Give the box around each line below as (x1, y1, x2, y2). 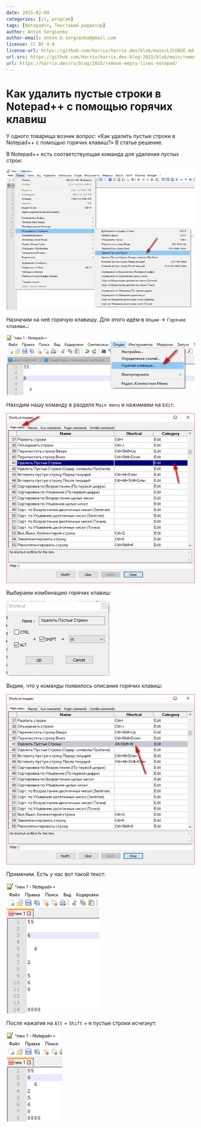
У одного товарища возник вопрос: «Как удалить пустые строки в (6, 132, 175, 139)
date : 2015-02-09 (6, 10, 50, 16)
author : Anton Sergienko (6, 29, 68, 35)
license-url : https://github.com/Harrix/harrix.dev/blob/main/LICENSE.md (6, 48, 194, 54)
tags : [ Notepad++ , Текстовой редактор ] (6, 22, 106, 28)
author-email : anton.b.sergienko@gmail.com (6, 35, 117, 41)
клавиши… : (6, 322, 30, 330)
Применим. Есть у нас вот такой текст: (6, 870, 106, 878)
